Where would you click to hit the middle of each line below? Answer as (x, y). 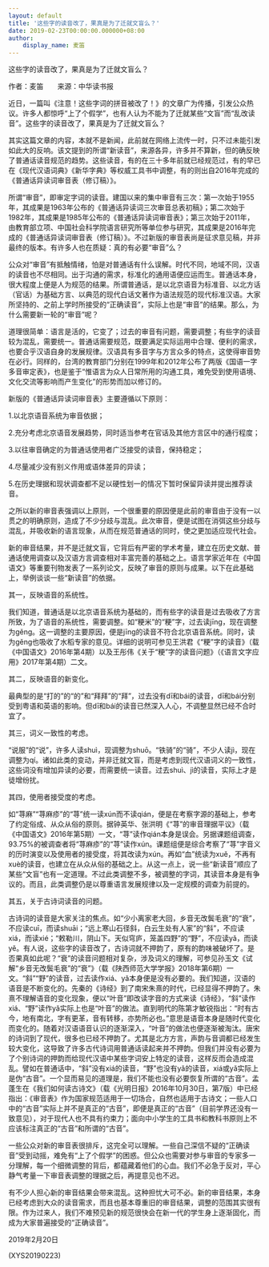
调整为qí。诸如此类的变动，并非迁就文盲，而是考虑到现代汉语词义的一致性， (134, 760)
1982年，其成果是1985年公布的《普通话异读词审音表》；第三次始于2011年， (131, 218)
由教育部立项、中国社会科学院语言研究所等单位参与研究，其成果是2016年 (128, 227)
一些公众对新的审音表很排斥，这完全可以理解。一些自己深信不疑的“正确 (126, 1145)
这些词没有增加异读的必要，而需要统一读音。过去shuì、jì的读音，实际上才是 (133, 770)
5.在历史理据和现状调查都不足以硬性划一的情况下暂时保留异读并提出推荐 (127, 484)
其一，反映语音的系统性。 (50, 595)
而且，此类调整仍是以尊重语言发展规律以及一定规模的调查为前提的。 (141, 884)
